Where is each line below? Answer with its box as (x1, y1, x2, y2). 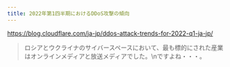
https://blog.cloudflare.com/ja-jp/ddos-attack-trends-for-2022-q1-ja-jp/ (7, 29, 213, 37)
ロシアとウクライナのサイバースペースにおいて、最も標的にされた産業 (24, 43, 224, 52)
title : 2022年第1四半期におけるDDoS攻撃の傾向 (7, 10, 130, 17)
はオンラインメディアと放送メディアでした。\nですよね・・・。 (24, 52, 206, 60)
